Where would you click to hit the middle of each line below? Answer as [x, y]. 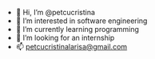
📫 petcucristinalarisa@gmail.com [72, 47]
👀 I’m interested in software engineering [81, 21]
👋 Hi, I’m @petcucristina [56, 12]
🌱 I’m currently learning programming [77, 29]
